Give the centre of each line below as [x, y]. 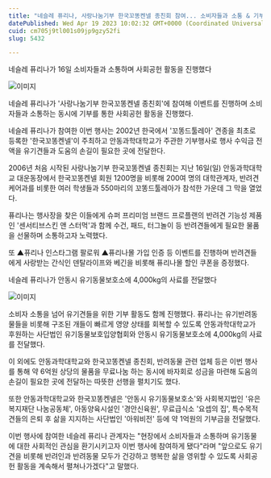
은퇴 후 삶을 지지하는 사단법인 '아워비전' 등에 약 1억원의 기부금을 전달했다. [145, 419]
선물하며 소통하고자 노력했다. [62, 235]
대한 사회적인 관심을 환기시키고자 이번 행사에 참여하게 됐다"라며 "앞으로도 [132, 446]
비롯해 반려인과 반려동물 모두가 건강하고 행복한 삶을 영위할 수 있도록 [129, 456]
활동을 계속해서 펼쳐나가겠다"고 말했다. [78, 466]
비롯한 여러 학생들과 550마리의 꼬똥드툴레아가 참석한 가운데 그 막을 [142, 188]
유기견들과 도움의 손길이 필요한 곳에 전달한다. [94, 151]
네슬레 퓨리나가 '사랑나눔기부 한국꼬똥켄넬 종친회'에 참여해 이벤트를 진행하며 [128, 104]
